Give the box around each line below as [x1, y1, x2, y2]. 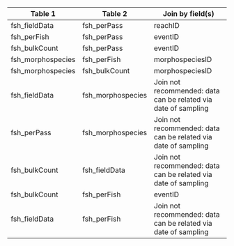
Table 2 [102, 9, 127, 18]
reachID [153, 21, 180, 30]
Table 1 [30, 9, 56, 18]
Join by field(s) [162, 9, 214, 18]
